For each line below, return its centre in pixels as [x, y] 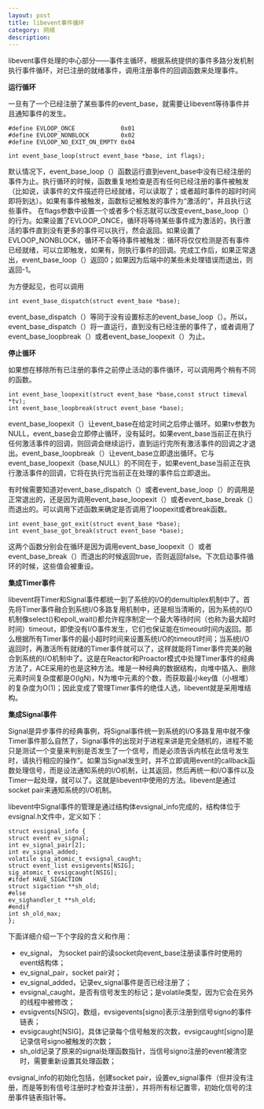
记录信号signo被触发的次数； [66, 1041]
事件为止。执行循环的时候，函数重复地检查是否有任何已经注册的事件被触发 [128, 181]
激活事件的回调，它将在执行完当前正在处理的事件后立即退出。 [114, 473]
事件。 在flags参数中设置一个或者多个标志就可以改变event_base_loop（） [134, 211]
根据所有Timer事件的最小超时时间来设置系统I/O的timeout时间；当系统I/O [132, 639]
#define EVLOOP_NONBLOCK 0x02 [71, 135]
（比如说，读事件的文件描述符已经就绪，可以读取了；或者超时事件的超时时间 [132, 191]
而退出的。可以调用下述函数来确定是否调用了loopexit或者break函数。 [120, 509]
